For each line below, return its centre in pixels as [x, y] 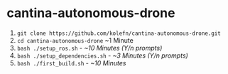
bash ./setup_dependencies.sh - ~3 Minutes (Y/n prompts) [103, 55]
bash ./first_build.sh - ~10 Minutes [71, 63]
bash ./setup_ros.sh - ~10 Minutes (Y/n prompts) [89, 48]
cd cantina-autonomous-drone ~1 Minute [75, 40]
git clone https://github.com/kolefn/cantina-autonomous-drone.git [119, 33]
